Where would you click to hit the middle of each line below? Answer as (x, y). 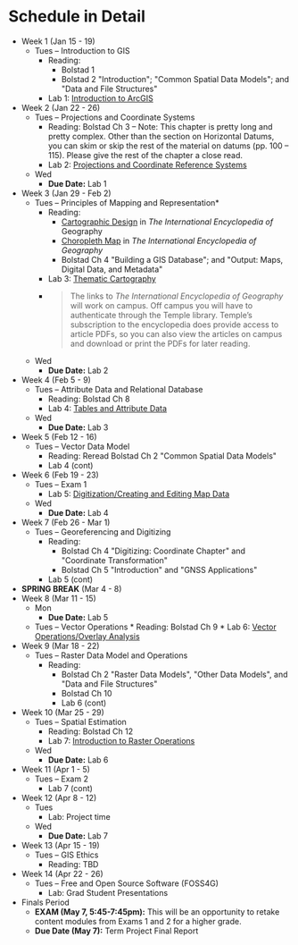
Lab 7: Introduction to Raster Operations (121, 740)
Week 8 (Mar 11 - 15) (59, 598)
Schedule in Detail (77, 17)
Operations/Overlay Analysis (87, 636)
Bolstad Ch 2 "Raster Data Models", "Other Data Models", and (174, 674)
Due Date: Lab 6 (78, 759)
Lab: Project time (79, 816)
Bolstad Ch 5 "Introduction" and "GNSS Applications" (159, 570)
